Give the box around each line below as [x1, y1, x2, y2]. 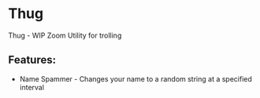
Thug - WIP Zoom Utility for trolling [8, 31, 122, 40]
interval [19, 82, 45, 92]
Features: [8, 53, 57, 67]
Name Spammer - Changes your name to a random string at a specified [19, 74, 252, 83]
